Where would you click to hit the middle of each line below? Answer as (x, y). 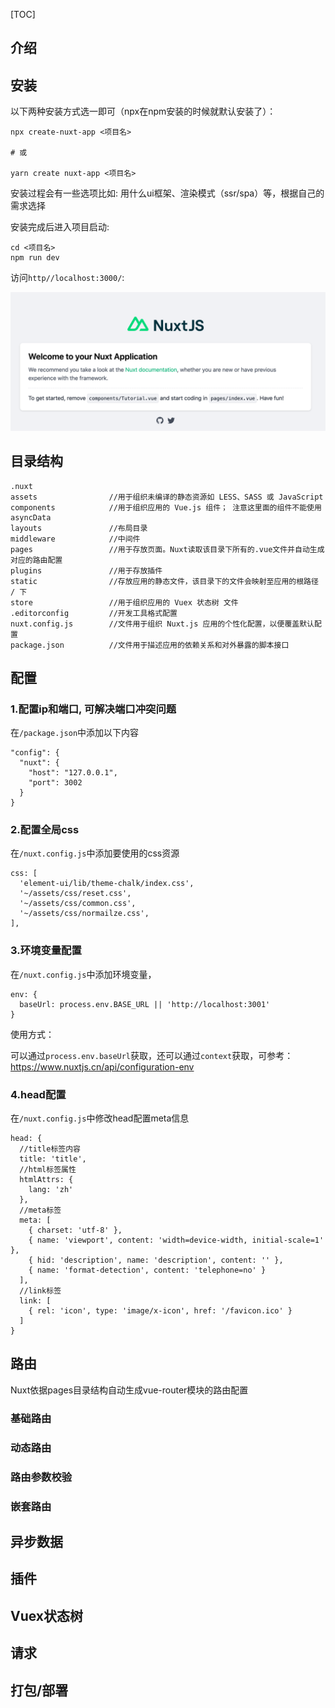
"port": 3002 (55, 783)
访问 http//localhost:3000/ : (67, 278)
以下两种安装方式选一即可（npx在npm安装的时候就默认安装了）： (143, 111)
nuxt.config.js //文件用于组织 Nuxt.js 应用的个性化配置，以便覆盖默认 (162, 624)
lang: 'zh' (51, 1190)
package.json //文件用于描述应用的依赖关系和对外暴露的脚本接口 (150, 645)
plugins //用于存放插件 (86, 570)
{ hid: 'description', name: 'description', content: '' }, (156, 1260)
